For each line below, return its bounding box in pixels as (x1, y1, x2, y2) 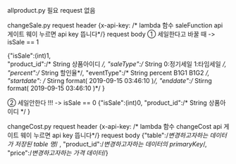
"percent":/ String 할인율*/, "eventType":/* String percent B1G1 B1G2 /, (7, 69, 210, 77)
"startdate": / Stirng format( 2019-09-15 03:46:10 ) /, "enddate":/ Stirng (7, 77, 213, 84)
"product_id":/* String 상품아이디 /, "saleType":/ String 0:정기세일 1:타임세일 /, (7, 60, 227, 68)
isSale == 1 (7, 38, 39, 46)
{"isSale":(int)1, (7, 51, 51, 60)
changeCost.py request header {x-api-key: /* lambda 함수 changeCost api (7, 122, 223, 130)
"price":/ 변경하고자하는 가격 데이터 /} (7, 149, 108, 157)
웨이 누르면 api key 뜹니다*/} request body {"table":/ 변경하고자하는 (20, 131, 209, 139)
